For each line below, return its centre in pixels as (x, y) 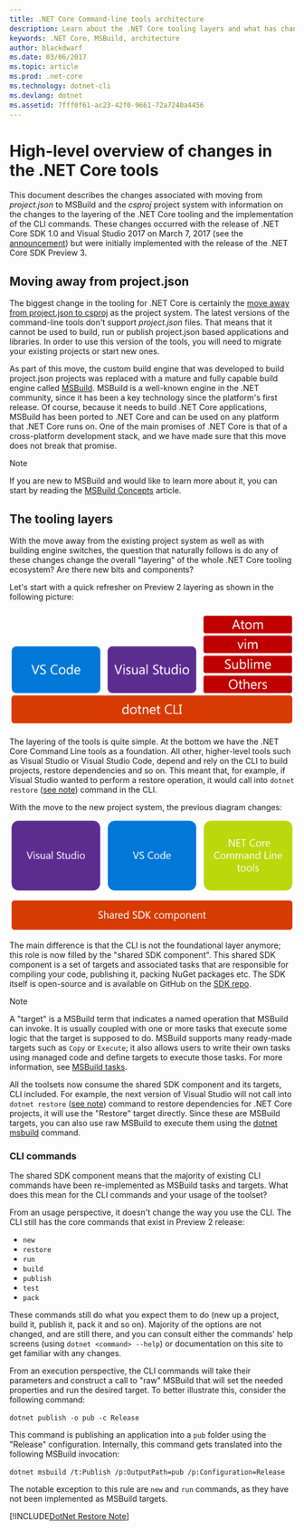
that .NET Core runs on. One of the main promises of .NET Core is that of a (148, 426)
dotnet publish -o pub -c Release (75, 1418)
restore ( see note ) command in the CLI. (84, 789)
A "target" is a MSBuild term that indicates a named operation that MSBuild (149, 1019)
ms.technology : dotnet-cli (60, 86)
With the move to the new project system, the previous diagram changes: (146, 807)
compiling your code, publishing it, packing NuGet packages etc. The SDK (147, 974)
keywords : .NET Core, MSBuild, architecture (95, 38)
